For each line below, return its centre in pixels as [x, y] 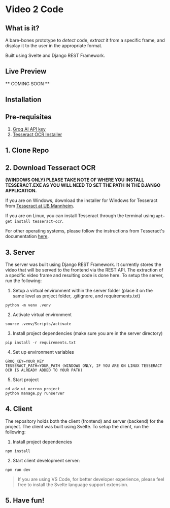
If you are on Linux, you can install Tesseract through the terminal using [80, 216]
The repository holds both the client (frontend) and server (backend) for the [84, 421]
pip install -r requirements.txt [41, 343]
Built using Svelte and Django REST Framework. [55, 55]
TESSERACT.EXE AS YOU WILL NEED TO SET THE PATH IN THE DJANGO [83, 185]
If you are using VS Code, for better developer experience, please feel [91, 479]
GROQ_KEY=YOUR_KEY [25, 361]
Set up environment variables [43, 352]
